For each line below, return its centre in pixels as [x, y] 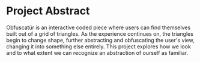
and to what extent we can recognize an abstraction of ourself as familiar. [97, 52]
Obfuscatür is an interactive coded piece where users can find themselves [98, 27]
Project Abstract [48, 11]
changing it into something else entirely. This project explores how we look [98, 46]
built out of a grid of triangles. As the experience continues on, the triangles [100, 33]
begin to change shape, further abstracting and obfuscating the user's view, [100, 40]
